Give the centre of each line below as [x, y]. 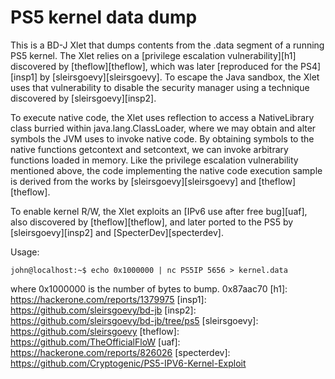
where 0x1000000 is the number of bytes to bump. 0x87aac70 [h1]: [149, 288]
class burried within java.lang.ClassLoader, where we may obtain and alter [163, 128]
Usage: [25, 252]
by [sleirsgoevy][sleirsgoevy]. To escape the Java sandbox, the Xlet [179, 77]
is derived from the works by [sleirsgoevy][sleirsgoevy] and [133, 181]
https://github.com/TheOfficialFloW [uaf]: [95, 342]
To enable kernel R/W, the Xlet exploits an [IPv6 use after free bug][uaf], [159, 211]
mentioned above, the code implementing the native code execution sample [166, 170]
